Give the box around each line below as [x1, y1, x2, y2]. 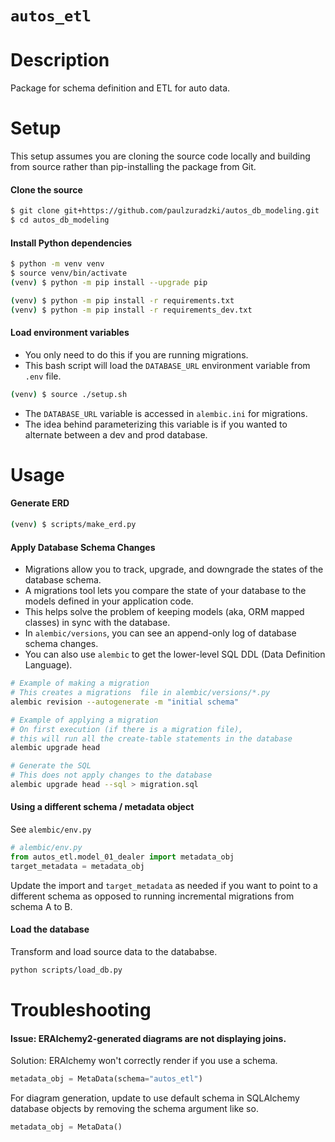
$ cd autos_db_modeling [10, 215, 110, 226]
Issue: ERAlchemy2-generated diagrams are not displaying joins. [10, 1032, 287, 1044]
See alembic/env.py [10, 823, 92, 836]
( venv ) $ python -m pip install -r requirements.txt [10, 295, 235, 306]
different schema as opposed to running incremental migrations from [10, 890, 295, 902]
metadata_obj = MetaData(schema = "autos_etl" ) [10, 1074, 203, 1084]
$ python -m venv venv [10, 259, 105, 269]
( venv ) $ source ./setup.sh [10, 389, 128, 399]
